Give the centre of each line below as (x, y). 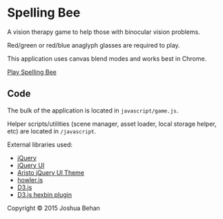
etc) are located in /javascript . (52, 131)
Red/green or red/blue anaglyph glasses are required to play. (94, 45)
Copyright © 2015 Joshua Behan (54, 208)
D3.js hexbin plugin (45, 194)
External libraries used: (40, 144)
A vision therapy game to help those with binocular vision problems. (104, 32)
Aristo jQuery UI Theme (51, 172)
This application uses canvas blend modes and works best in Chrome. (107, 58)
